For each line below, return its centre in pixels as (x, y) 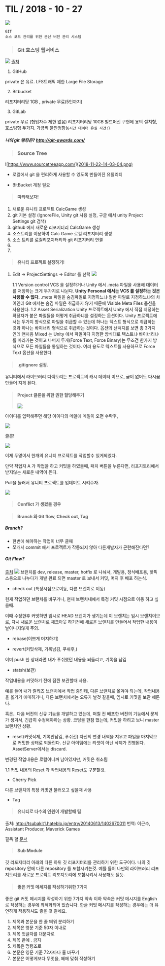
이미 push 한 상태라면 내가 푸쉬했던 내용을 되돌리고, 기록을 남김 (66, 659)
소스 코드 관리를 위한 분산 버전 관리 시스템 (43, 36)
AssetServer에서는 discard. (40, 749)
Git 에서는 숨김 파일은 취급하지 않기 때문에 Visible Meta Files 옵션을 (91, 303)
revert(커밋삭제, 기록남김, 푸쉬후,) (45, 649)
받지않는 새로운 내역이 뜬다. (32, 472)
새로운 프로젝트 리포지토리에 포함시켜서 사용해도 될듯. (73, 874)
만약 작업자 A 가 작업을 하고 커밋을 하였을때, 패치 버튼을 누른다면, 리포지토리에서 (82, 466)
